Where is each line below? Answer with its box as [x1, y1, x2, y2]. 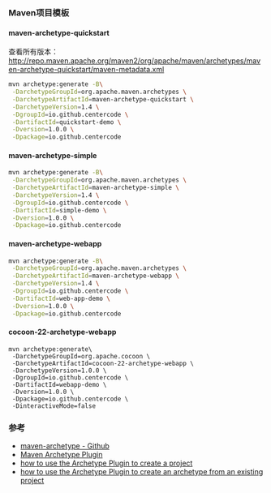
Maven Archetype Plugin [19, 450, 103, 460]
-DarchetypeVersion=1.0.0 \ [11, 367, 107, 375]
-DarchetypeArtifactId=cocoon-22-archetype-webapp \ [11, 359, 195, 367]
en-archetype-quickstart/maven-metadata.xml [8, 65, 165, 75]
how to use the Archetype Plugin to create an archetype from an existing [19, 467, 264, 477]
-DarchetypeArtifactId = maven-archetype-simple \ [11, 184, 180, 192]
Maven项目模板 [8, 6, 70, 18]
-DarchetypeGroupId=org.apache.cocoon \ [11, 352, 151, 360]
